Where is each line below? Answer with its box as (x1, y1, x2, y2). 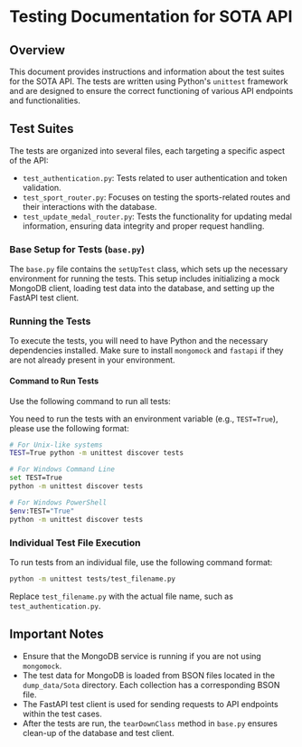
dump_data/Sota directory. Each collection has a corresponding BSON (22, 679, 280, 690)
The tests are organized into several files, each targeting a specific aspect (9, 145, 286, 156)
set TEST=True (9, 473, 63, 483)
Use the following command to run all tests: (9, 395, 172, 406)
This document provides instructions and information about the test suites (9, 66, 285, 77)
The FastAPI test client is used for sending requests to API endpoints (22, 698, 278, 709)
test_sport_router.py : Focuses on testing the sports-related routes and (22, 192, 291, 203)
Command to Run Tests (9, 375, 99, 386)
